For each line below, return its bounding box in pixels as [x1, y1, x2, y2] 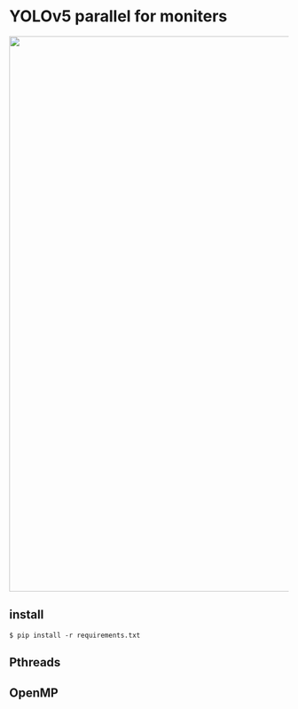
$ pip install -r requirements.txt [9, 631, 141, 640]
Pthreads [9, 655, 61, 670]
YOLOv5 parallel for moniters [9, 6, 228, 27]
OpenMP [9, 685, 59, 700]
